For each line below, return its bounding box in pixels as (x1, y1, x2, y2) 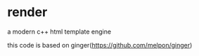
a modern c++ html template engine (7, 27, 111, 36)
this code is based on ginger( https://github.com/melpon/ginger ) (7, 41, 193, 49)
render (7, 4, 48, 20)
